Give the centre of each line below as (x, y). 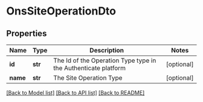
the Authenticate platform (89, 68)
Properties (27, 33)
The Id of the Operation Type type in (105, 60)
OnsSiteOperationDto (61, 11)
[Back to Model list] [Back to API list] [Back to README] (76, 93)
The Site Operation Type (88, 78)
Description (107, 50)
